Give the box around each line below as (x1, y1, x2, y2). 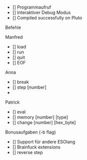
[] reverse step (12, 150, 43, 155)
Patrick (5, 99, 20, 105)
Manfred (5, 34, 23, 40)
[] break (12, 79, 29, 85)
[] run (12, 49, 24, 55)
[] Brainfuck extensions (12, 144, 61, 150)
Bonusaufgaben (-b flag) (5, 129, 56, 135)
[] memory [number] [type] (12, 114, 68, 120)
